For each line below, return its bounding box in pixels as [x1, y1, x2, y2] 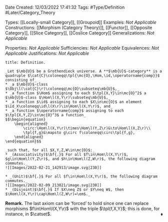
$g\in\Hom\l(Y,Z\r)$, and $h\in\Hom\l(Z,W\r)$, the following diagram [5, 156, 155, 161]
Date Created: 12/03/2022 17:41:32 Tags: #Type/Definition [5, 5, 125, 10]
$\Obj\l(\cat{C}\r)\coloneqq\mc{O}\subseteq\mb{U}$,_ [5, 86, 120, 91]
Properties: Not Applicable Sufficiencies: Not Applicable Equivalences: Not [5, 45, 159, 51]
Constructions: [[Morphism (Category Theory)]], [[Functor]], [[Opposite [5, 25, 152, 31]
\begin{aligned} [14, 121, 48, 126]
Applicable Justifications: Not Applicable [5, 50, 89, 56]
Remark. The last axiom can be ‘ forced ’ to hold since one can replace [5, 200, 149, 206]
